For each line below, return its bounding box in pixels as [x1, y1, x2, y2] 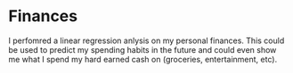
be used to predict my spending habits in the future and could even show [8, 44, 277, 55]
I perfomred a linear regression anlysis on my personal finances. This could [8, 35, 285, 46]
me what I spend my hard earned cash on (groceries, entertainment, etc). [8, 54, 278, 64]
